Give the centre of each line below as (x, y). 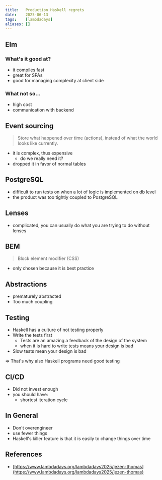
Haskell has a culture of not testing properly (58, 330)
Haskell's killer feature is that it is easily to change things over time (82, 438)
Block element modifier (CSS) (48, 258)
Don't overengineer (32, 428)
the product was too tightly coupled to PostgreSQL (65, 197)
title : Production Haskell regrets (45, 10)
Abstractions (26, 284)
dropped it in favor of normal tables (49, 164)
